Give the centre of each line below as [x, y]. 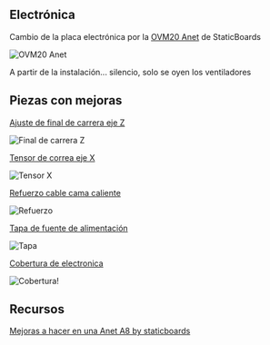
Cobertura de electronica [56, 263]
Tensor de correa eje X [52, 157]
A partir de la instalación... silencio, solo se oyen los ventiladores [130, 72]
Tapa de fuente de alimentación [69, 228]
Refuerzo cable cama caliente [65, 192]
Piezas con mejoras [66, 100]
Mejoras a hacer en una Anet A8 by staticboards [100, 331]
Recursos [37, 309]
